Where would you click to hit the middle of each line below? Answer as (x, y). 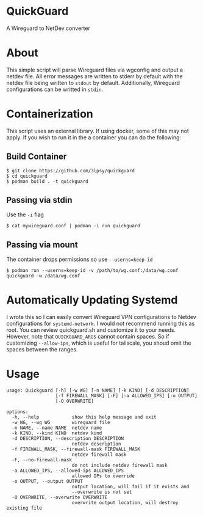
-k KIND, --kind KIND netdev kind (57, 433)
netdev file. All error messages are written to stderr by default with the (94, 76)
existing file (24, 508)
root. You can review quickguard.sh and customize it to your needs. (91, 330)
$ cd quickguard (27, 176)
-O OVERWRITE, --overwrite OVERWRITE (60, 497)
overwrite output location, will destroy (125, 503)
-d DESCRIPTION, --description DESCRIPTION (68, 439)
